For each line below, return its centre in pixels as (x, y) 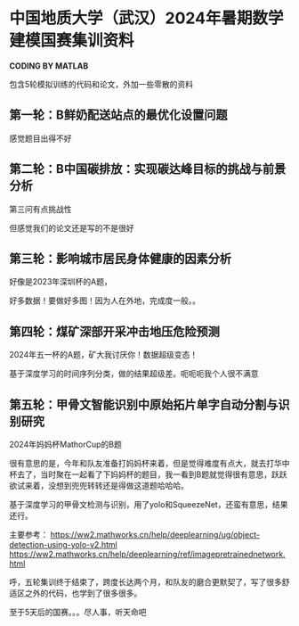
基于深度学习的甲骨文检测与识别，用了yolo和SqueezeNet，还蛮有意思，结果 (149, 504)
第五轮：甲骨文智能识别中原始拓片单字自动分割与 (144, 404)
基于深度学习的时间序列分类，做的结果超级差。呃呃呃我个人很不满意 (134, 374)
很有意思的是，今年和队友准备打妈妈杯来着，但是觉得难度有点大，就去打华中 (149, 463)
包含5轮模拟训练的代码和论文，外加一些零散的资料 (101, 84)
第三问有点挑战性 (40, 209)
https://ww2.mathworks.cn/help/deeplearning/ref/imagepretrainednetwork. (148, 554)
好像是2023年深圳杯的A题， (61, 282)
